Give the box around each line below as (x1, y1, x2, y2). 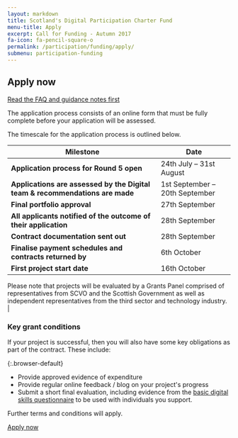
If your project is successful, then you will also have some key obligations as (7, 337, 230, 346)
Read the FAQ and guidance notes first (7, 95, 120, 103)
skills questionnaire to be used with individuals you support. (17, 395, 193, 404)
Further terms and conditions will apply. (7, 409, 123, 417)
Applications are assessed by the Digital (11, 179, 151, 189)
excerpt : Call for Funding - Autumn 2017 (7, 30, 132, 38)
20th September (160, 188, 216, 198)
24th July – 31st (160, 159, 215, 169)
